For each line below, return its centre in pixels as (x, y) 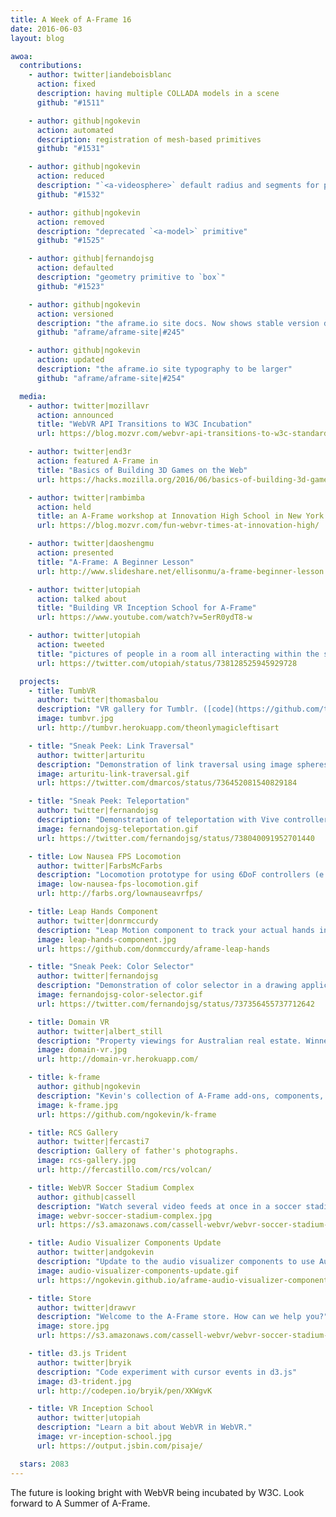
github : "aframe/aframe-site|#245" (111, 332)
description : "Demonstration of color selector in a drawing (167, 986)
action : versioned (75, 314)
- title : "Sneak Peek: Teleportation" (109, 801)
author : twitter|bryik (84, 1362)
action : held (64, 507)
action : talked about (82, 599)
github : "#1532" (70, 194)
